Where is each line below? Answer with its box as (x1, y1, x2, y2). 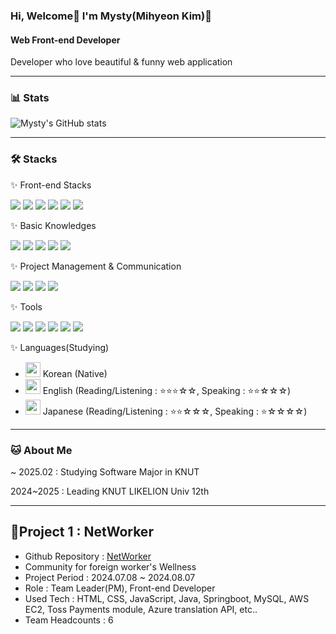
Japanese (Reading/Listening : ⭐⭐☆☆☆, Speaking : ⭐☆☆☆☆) (42, 405, 308, 417)
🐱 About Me (10, 443, 73, 457)
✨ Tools (10, 300, 43, 313)
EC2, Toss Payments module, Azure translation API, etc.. (24, 603, 258, 615)
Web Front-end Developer (10, 34, 121, 46)
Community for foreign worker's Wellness (24, 560, 197, 573)
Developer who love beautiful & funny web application (10, 56, 233, 68)
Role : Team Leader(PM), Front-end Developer (24, 582, 216, 594)
